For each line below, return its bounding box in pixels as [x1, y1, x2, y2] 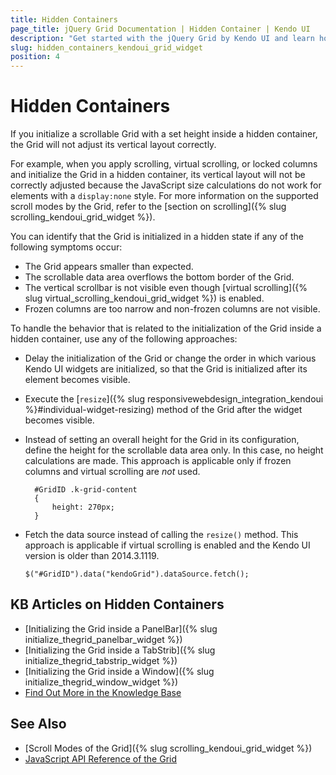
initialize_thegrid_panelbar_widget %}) [24, 633, 183, 645]
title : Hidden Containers [10, 14, 118, 25]
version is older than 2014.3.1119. [24, 550, 160, 562]
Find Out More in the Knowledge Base [24, 686, 182, 698]
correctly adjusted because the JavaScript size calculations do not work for [10, 179, 322, 191]
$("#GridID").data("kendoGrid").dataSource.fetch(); [24, 569, 250, 580]
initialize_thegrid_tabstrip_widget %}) [24, 654, 178, 666]
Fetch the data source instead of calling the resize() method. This [24, 529, 299, 541]
